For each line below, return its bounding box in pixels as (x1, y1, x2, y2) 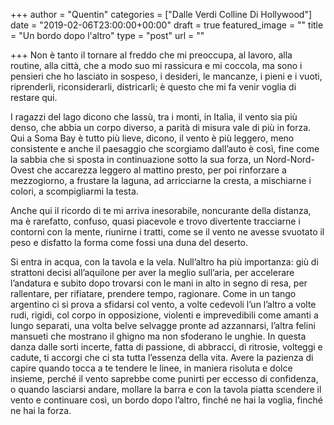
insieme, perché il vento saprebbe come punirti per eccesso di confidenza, (10, 373, 319, 384)
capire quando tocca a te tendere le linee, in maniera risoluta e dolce (10, 362, 293, 374)
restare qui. (10, 92, 58, 103)
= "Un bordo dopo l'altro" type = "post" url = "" (10, 30, 205, 41)
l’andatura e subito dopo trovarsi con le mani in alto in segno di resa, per (10, 277, 308, 289)
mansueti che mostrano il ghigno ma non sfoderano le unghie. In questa (10, 330, 307, 342)
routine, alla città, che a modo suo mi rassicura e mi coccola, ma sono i (10, 60, 303, 71)
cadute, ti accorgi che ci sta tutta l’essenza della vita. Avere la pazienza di (10, 352, 314, 363)
